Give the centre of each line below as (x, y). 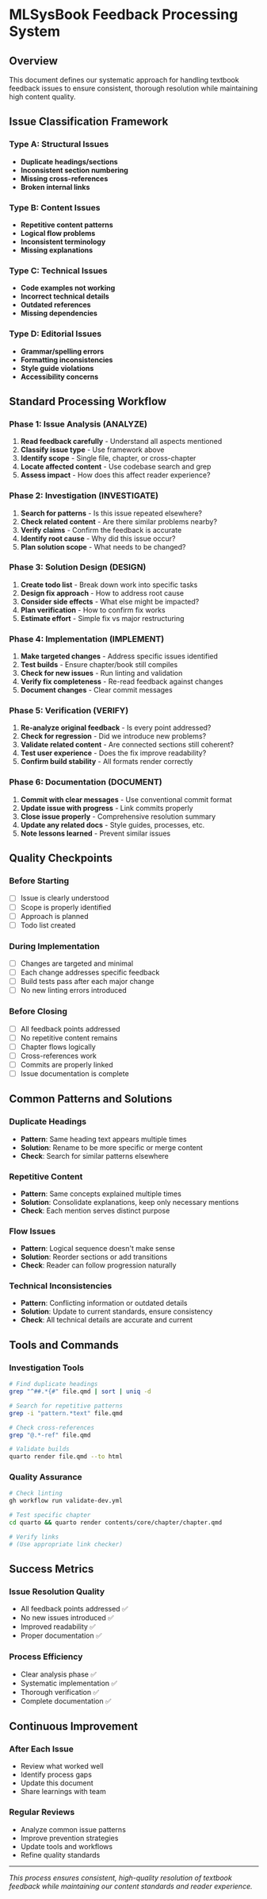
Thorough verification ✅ (60, 1692)
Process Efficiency (46, 1657)
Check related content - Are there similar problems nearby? (118, 521)
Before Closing (38, 1012)
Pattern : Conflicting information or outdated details (104, 1303)
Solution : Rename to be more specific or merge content (111, 1147)
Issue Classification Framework (89, 122)
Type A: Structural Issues (59, 145)
